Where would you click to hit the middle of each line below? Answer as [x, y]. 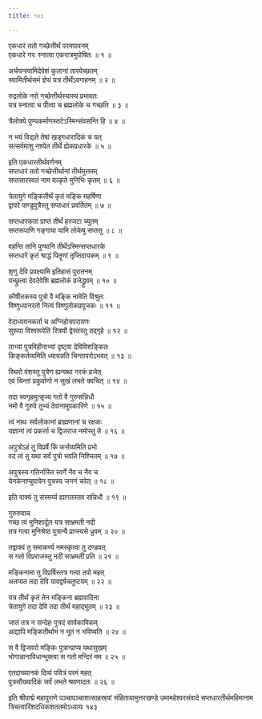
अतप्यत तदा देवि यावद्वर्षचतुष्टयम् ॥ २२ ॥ [60, 581]
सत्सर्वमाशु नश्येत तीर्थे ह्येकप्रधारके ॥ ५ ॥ [60, 146]
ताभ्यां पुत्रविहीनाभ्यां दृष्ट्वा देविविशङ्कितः [58, 347]
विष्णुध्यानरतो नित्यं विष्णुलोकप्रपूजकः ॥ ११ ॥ [64, 305]
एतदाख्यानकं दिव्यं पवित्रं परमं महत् [50, 672]
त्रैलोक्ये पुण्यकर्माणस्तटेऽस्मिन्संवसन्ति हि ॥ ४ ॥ [67, 120]
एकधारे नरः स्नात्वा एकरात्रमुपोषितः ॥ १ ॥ [60, 55]
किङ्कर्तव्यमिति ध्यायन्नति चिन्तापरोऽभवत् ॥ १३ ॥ [70, 355]
